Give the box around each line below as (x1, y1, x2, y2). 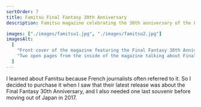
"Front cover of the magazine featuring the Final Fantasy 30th (17, 47, 181, 54)
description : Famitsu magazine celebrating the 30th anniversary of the (6, 20, 191, 26)
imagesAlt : (6, 36, 33, 42)
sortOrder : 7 (6, 8, 39, 15)
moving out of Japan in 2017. (6, 94, 77, 101)
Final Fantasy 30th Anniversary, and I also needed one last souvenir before (6, 87, 191, 94)
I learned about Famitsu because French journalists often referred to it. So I (6, 75, 191, 82)
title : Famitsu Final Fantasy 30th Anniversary (6, 14, 127, 20)
